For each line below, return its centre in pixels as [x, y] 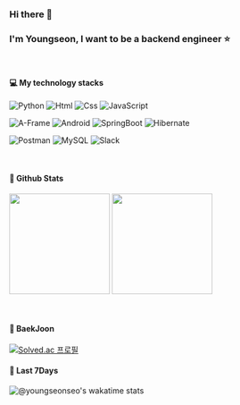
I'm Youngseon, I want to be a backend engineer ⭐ [120, 38]
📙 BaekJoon [32, 329]
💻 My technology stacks [57, 82]
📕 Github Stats [37, 179]
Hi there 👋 [31, 14]
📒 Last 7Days [34, 371]
